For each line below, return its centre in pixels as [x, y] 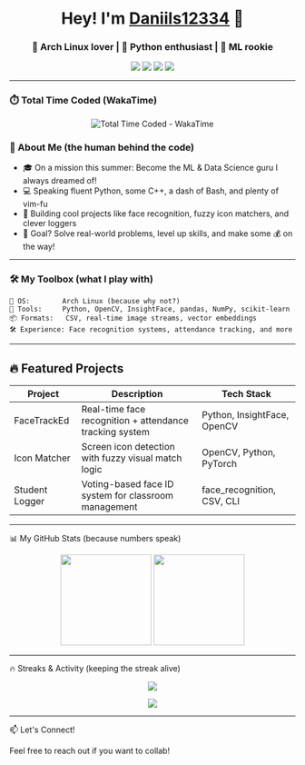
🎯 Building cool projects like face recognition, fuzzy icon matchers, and [156, 214]
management [109, 507]
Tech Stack [247, 394]
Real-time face [113, 410]
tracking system [115, 432]
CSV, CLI [221, 502]
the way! [39, 247]
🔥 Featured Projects [67, 368]
